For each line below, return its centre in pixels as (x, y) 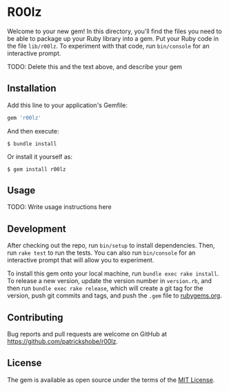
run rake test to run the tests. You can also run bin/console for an (101, 253)
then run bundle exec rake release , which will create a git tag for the (105, 289)
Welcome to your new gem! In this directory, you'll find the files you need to (114, 31)
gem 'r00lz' (24, 118)
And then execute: (33, 131)
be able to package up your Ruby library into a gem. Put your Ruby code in (113, 38)
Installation (32, 88)
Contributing (35, 317)
